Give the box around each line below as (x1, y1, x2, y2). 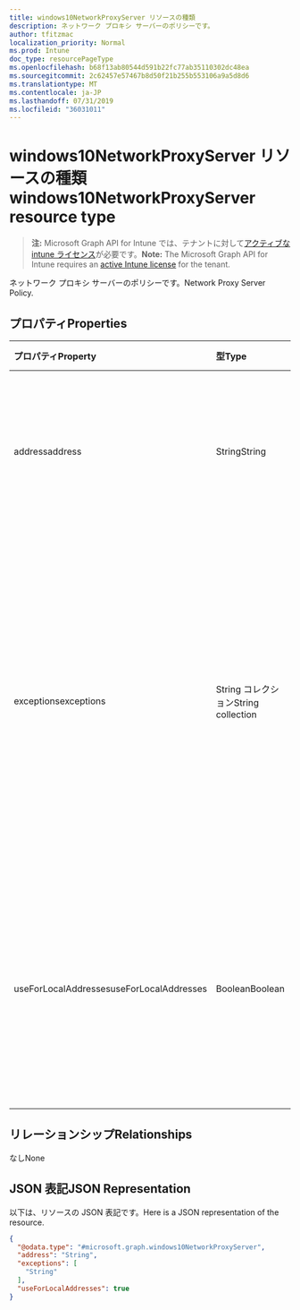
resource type (9, 207, 116, 227)
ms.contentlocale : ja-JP (9, 88, 102, 97)
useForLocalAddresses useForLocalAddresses (13, 982, 208, 995)
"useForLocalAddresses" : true (17, 1284, 129, 1293)
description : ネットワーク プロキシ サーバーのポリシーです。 (9, 21, 214, 30)
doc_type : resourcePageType (9, 55, 114, 64)
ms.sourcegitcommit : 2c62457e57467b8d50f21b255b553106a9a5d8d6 (9, 72, 250, 81)
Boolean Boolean (215, 982, 286, 995)
